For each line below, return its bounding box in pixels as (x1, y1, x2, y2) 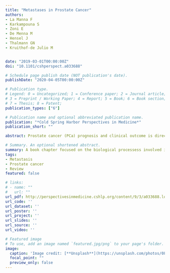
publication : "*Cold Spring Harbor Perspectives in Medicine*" (5, 119, 142, 125)
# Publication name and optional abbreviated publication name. (5, 115, 144, 120)
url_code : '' (5, 199, 33, 204)
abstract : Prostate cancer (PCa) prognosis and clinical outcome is (5, 133, 153, 139)
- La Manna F (5, 17, 33, 22)
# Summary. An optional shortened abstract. (5, 143, 101, 148)
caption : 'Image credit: (10, 251, 62, 256)
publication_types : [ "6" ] (5, 105, 60, 111)
